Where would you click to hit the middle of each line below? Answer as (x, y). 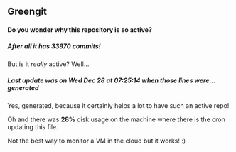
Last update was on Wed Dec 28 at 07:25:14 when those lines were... (112, 80)
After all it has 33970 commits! (54, 46)
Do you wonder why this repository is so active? (80, 29)
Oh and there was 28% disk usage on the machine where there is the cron (116, 119)
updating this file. (33, 126)
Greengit (27, 12)
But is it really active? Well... (48, 64)
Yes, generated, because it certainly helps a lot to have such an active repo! (118, 105)
